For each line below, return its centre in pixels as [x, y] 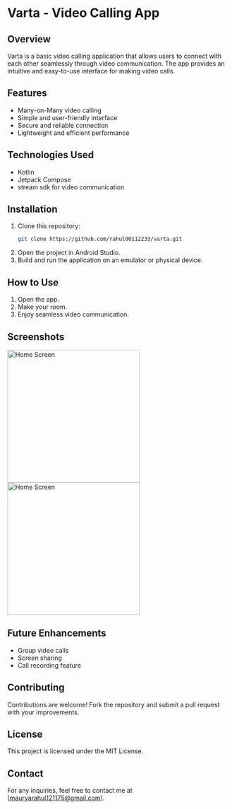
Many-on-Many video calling [59, 110]
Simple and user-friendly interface [67, 117]
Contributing [36, 688]
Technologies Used [50, 155]
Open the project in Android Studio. [69, 253]
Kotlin [26, 172]
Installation [32, 209]
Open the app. [38, 300]
